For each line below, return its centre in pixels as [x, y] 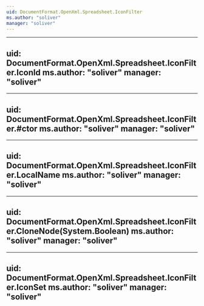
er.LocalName [33, 175]
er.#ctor [22, 128]
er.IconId [24, 73]
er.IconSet [26, 287]
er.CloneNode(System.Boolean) [68, 231]
